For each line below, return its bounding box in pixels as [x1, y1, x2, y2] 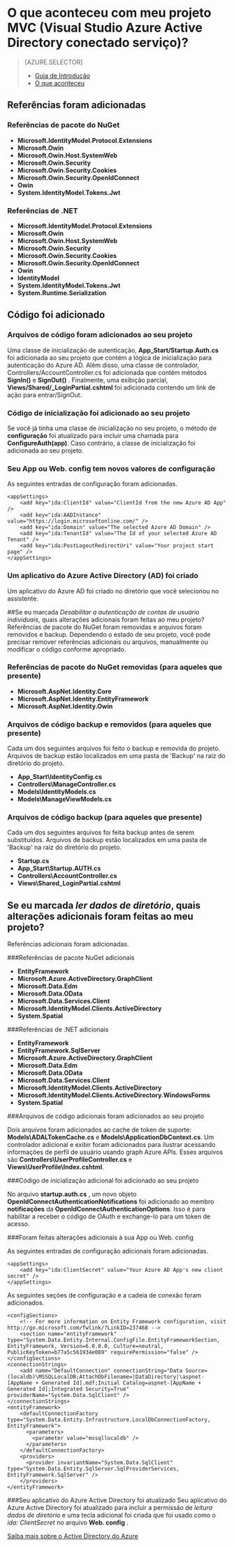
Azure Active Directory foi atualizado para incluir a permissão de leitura [7, 1504, 213, 1512]
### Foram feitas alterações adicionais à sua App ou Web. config [7, 1233, 193, 1242]
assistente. [7, 594, 38, 603]
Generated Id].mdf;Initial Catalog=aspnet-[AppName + [41, 1380, 201, 1387]
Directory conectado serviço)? [7, 35, 189, 50]
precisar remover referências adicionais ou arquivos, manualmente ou [7, 638, 208, 646]
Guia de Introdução [34, 71, 91, 80]
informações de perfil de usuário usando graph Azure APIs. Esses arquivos [7, 1148, 224, 1157]
